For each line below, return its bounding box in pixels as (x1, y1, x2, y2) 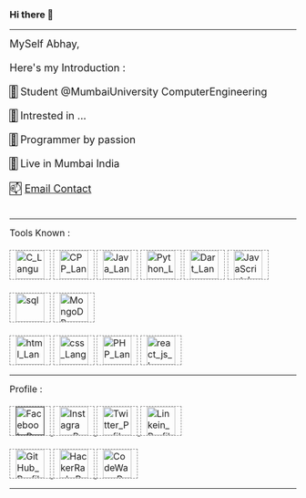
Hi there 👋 (9, 8, 55, 21)
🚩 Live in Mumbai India (10, 157, 120, 171)
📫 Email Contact (10, 182, 92, 195)
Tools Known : (9, 227, 71, 240)
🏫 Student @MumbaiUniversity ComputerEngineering (10, 86, 268, 99)
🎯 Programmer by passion (10, 133, 137, 147)
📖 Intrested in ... (10, 109, 87, 122)
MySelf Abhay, (9, 37, 80, 51)
